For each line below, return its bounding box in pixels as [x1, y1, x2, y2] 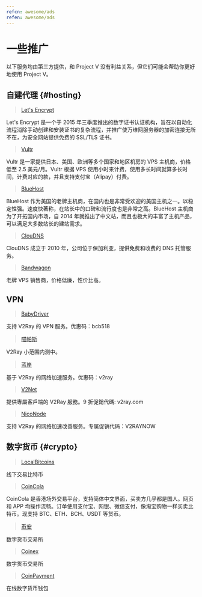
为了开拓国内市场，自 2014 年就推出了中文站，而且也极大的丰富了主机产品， [6, 213, 195, 220]
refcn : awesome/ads [6, 8, 55, 15]
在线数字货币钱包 [6, 584, 49, 592]
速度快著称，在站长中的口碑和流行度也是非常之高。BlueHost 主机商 [26, 205, 194, 212]
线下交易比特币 [6, 470, 43, 478]
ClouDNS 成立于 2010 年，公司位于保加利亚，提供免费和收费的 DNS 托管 [6, 245, 186, 252]
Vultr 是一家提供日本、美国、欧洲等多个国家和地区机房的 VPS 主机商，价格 [6, 158, 191, 165]
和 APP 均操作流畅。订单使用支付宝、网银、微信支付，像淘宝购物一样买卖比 [6, 503, 194, 510]
